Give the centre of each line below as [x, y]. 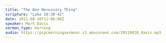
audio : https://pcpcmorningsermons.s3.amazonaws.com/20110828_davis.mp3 [83, 33]
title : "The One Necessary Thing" [42, 10]
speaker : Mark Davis [27, 23]
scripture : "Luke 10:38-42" [35, 14]
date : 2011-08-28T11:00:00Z [35, 19]
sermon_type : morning [28, 28]
